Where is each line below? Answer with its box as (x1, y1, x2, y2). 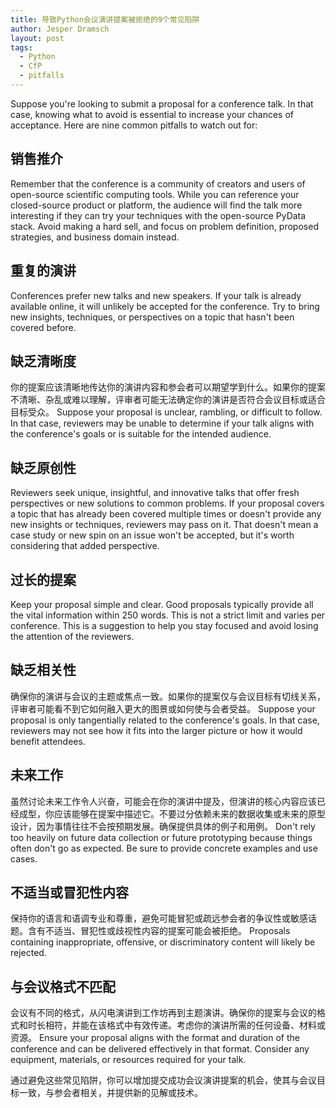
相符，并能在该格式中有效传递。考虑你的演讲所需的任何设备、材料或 (44, 1019, 326, 1031)
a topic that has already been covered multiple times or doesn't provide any (10, 508, 322, 520)
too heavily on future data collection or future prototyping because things (10, 831, 313, 843)
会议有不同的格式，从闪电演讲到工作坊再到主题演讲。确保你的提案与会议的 (10, 1007, 317, 1019)
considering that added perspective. (10, 540, 160, 552)
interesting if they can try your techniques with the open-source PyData (10, 209, 307, 221)
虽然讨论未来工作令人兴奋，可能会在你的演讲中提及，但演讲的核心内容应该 (10, 795, 317, 807)
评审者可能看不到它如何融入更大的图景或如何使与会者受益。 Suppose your (10, 702, 316, 715)
